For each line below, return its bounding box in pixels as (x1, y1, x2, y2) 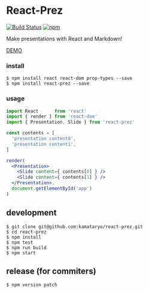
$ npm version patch (6, 282, 58, 288)
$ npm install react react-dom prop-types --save (6, 76, 133, 82)
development (6, 208, 57, 218)
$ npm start (6, 250, 36, 256)
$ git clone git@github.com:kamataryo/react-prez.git (6, 223, 144, 230)
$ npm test (6, 239, 34, 245)
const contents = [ (6, 130, 55, 136)
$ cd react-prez (6, 229, 47, 235)
